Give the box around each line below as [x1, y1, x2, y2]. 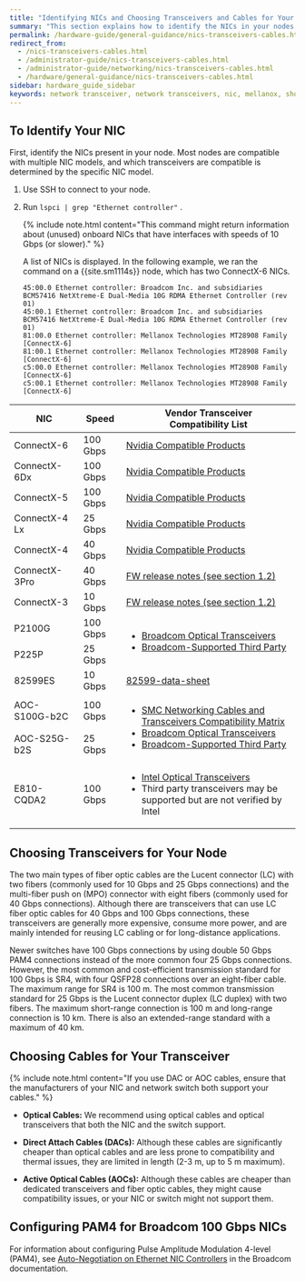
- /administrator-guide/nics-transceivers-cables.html [17, 55, 230, 65]
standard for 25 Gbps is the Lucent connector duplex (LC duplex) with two [9, 993, 288, 1005]
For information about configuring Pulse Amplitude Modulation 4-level [9, 1243, 271, 1255]
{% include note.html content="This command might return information [22, 219, 290, 230]
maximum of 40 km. [9, 1022, 84, 1033]
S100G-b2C [14, 710, 69, 723]
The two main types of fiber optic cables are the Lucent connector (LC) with [9, 869, 294, 880]
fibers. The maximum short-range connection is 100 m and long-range [9, 1003, 273, 1014]
